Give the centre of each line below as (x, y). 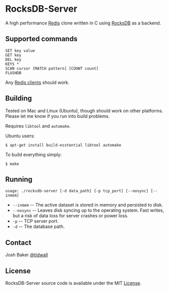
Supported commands (41, 39)
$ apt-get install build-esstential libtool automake (63, 145)
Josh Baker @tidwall (27, 255)
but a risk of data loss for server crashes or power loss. (70, 216)
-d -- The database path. (39, 226)
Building (19, 98)
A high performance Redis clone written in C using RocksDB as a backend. (83, 23)
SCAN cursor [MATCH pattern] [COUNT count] (52, 68)
